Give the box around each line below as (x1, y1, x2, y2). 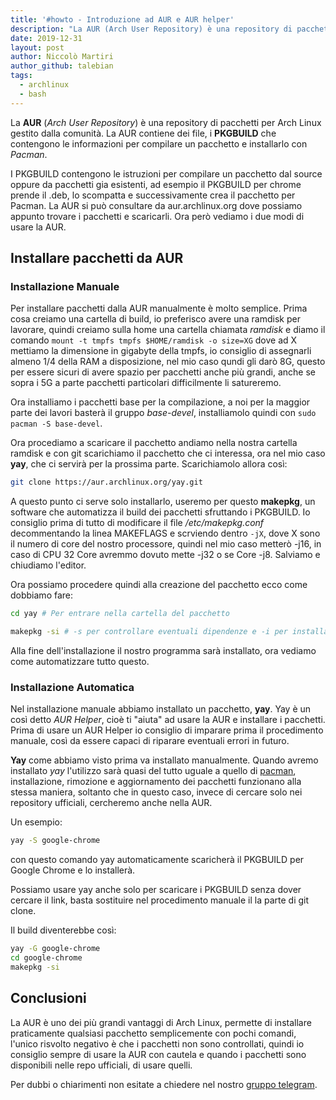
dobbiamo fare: (10, 589, 74, 601)
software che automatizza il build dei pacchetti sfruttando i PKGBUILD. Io (10, 506, 311, 518)
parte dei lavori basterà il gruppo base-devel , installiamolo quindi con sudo (10, 407, 317, 419)
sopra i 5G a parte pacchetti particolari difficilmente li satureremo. (10, 377, 282, 389)
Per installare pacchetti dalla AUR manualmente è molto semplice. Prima (10, 302, 308, 315)
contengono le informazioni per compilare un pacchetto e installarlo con (10, 137, 308, 150)
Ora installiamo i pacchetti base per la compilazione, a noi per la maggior (10, 396, 311, 408)
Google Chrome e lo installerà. (10, 864, 136, 876)
